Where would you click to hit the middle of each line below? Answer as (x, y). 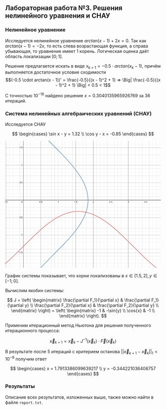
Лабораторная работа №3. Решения (64, 8)
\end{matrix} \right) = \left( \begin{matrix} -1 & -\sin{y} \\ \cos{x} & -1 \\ (83, 310)
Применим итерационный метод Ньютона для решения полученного (78, 325)
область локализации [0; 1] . (34, 56)
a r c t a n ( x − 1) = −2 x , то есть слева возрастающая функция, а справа (77, 46)
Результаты (20, 386)
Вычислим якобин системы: (35, 290)
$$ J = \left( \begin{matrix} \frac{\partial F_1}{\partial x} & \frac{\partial (79, 300)
